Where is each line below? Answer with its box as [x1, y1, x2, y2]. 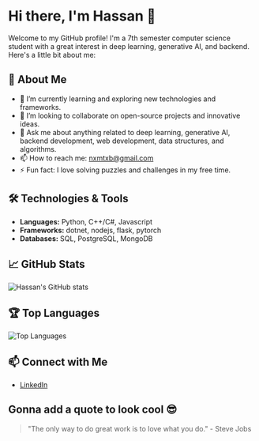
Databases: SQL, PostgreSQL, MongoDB [19, 233, 153, 243]
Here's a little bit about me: [8, 50, 96, 59]
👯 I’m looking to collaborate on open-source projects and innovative [19, 111, 241, 120]
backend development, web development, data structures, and [19, 136, 224, 145]
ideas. [19, 119, 40, 129]
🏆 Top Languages [8, 306, 100, 319]
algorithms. [19, 144, 57, 153]
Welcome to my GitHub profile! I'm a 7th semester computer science [8, 33, 231, 43]
